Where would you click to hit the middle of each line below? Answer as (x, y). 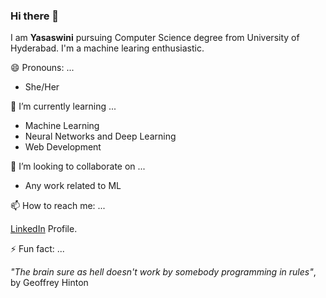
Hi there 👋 (35, 16)
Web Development (63, 147)
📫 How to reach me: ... (58, 206)
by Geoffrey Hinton (49, 283)
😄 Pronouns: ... (42, 68)
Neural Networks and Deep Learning (100, 136)
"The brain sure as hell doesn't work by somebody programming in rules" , (163, 272)
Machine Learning (62, 126)
